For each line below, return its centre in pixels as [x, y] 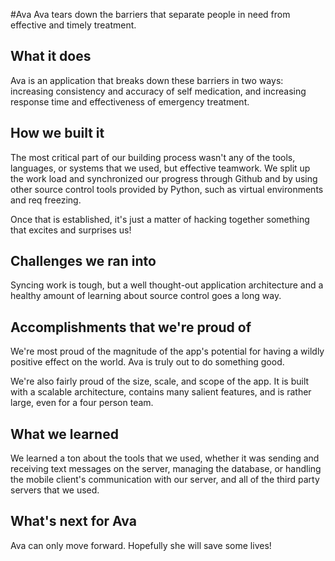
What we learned [64, 434]
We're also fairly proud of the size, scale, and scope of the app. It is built [160, 381]
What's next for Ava [73, 521]
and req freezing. [46, 200]
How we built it [57, 133]
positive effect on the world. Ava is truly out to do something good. [147, 362]
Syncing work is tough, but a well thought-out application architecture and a [167, 285]
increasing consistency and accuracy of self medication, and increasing [158, 91]
